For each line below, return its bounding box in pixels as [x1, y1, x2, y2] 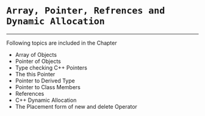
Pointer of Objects [15, 57, 61, 65]
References [15, 90, 45, 97]
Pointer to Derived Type [15, 77, 75, 84]
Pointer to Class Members [15, 83, 81, 90]
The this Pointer [15, 70, 56, 78]
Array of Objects [15, 51, 57, 58]
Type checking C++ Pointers [15, 63, 87, 71]
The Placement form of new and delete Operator [15, 103, 137, 110]
